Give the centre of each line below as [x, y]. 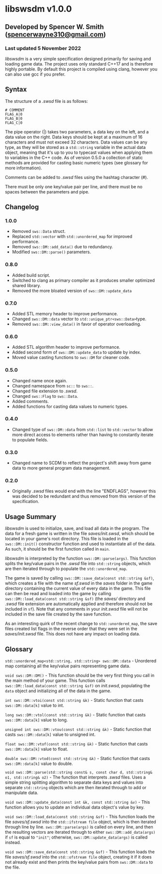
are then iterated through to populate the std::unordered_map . [66, 569]
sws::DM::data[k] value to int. [35, 705]
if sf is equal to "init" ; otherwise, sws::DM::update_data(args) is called [76, 837]
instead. [13, 842]
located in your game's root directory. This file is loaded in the [67, 539]
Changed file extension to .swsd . [45, 391]
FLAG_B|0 [14, 118]
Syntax [16, 89]
